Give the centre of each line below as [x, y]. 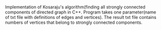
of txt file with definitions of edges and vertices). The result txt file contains [81, 17]
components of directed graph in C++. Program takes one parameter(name [80, 12]
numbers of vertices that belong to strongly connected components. [74, 22]
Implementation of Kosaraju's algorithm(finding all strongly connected [75, 7]
